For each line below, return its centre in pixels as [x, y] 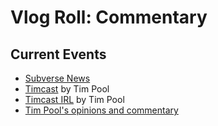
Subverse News [57, 78]
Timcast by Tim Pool [67, 89]
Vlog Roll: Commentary [109, 17]
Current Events [58, 54]
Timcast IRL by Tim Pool [74, 99]
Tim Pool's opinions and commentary [101, 110]
